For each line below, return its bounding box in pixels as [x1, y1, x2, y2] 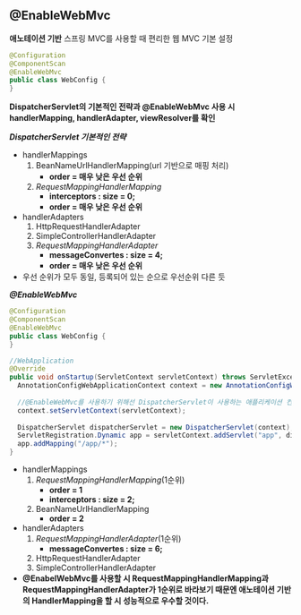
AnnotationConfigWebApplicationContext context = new [17, 381, 222, 390]
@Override [9, 364, 47, 373]
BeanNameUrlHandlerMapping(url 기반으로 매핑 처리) [35, 160, 229, 171]
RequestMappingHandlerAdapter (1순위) [35, 534, 182, 544]
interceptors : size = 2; [48, 494, 135, 505]
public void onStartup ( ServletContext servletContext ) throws [9, 372, 246, 382]
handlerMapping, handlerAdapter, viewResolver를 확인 [9, 113, 216, 124]
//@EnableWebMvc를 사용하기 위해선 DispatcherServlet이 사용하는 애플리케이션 [17, 397, 283, 406]
